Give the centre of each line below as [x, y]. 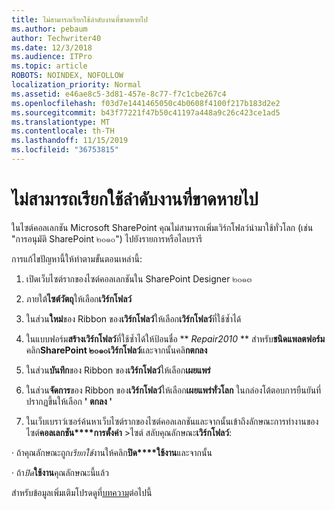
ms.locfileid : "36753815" [65, 150]
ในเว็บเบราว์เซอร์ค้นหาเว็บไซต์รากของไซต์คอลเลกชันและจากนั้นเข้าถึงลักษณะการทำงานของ [172, 421]
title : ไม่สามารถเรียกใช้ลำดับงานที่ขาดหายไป [79, 19]
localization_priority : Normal [76, 85]
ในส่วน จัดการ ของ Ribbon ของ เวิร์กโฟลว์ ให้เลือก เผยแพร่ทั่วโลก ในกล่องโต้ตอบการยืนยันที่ [173, 390]
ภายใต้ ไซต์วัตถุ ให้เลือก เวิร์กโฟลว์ [78, 298]
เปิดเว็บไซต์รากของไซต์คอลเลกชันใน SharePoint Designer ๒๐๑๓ [139, 278]
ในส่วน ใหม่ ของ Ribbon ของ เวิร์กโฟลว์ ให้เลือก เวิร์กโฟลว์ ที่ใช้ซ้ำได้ [133, 318]
